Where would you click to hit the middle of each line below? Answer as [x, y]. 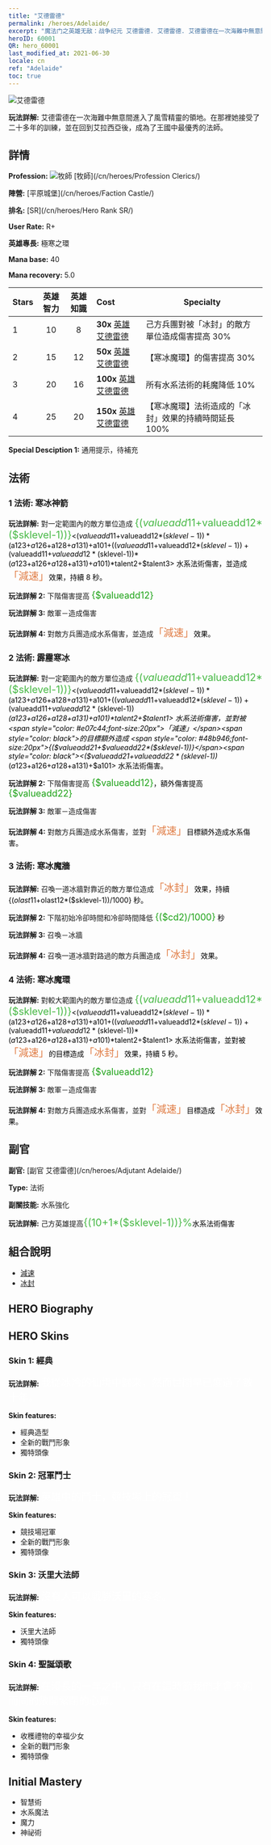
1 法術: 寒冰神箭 [38, 503]
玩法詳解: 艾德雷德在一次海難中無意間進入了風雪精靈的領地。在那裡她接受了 [134, 117]
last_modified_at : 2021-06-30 [59, 53]
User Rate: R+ [32, 226]
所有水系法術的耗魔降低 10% [200, 385]
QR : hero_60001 [34, 46]
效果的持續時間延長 [198, 419]
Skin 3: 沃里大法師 [44, 1575]
